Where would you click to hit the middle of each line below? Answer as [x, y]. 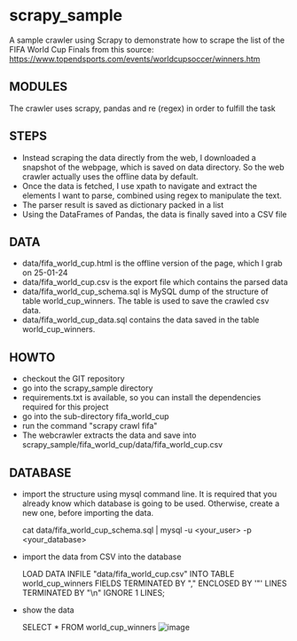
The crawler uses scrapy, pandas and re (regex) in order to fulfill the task [143, 108]
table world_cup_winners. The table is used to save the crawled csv [145, 301]
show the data [48, 610]
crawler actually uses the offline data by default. [110, 176]
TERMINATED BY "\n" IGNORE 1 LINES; [94, 593]
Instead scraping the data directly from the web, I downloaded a [139, 157]
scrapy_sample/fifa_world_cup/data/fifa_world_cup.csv [122, 445]
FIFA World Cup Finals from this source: [82, 49]
